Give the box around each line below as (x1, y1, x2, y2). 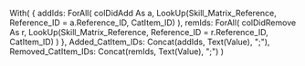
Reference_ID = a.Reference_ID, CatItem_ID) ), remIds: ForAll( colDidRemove (9, 17, 297, 28)
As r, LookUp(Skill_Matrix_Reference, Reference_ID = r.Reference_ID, (9, 27, 268, 37)
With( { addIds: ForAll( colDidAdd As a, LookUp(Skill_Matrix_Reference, (9, 8, 277, 18)
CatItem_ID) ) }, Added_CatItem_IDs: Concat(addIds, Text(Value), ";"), (9, 36, 270, 47)
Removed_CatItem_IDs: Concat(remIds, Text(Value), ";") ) (9, 46, 225, 57)
